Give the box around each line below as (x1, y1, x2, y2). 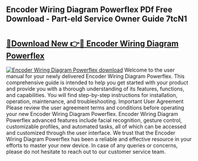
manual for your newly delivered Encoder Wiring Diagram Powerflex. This (6, 73, 185, 79)
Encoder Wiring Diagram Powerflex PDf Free (6, 5, 173, 15)
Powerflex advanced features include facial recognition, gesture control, (6, 117, 182, 124)
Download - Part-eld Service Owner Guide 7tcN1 (6, 14, 187, 24)
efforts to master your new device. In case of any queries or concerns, (6, 142, 178, 149)
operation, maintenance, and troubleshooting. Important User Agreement (6, 98, 184, 105)
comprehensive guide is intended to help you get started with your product (6, 79, 189, 86)
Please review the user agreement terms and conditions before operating (6, 104, 184, 111)
